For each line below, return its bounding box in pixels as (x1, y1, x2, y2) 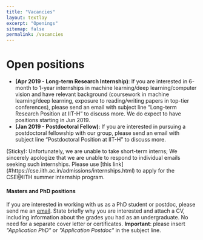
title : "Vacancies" (6, 9, 56, 15)
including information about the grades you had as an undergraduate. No (6, 214, 188, 221)
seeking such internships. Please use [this (6, 160, 111, 168)
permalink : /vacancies (6, 32, 64, 38)
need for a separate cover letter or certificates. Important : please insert (6, 220, 186, 228)
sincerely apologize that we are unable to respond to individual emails (6, 154, 181, 162)
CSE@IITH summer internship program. (6, 174, 105, 181)
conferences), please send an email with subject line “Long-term (15, 104, 177, 111)
